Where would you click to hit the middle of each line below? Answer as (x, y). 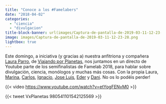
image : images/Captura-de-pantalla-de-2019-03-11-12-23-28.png (72, 38)
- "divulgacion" (26, 28)
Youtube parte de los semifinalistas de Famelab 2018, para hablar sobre (78, 66)
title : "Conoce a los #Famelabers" (42, 10)
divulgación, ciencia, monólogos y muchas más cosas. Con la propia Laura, (82, 72)
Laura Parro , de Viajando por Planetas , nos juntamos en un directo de (76, 61)
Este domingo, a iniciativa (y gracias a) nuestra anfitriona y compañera (77, 56)
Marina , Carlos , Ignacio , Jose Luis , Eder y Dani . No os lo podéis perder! (78, 77)
